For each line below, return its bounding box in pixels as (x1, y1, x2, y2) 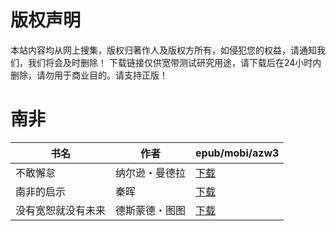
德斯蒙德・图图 (115, 203, 187, 217)
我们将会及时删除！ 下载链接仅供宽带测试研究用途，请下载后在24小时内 (27, 56, 322, 68)
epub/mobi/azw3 (195, 146, 280, 160)
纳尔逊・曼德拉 (115, 166, 187, 180)
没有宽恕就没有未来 (15, 203, 107, 217)
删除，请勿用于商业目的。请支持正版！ (10, 69, 168, 81)
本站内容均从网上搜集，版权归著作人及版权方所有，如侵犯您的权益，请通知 (10, 44, 317, 56)
